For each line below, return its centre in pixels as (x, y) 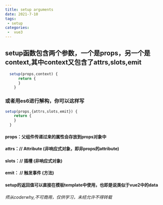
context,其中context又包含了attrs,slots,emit (73, 62)
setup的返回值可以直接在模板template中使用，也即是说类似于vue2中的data (81, 185)
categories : (17, 28)
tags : (11, 19)
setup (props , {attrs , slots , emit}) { (41, 111)
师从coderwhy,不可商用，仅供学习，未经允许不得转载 (59, 197)
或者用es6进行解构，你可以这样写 (45, 101)
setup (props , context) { (34, 74)
